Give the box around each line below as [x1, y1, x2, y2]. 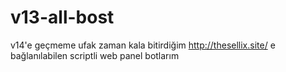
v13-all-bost [10, 6, 115, 29]
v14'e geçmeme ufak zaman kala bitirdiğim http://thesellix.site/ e [10, 39, 276, 51]
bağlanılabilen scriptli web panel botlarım [10, 49, 180, 61]
